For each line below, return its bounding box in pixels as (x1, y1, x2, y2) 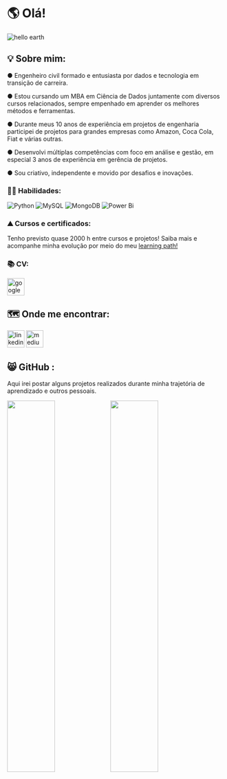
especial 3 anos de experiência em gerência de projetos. (7, 155, 168, 163)
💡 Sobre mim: (7, 53, 67, 65)
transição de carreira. (7, 79, 69, 87)
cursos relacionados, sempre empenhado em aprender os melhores (7, 99, 199, 108)
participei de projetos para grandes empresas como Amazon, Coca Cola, (7, 127, 214, 135)
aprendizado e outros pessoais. (7, 387, 97, 395)
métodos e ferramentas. (7, 106, 76, 114)
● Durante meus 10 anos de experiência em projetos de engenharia (7, 120, 199, 128)
